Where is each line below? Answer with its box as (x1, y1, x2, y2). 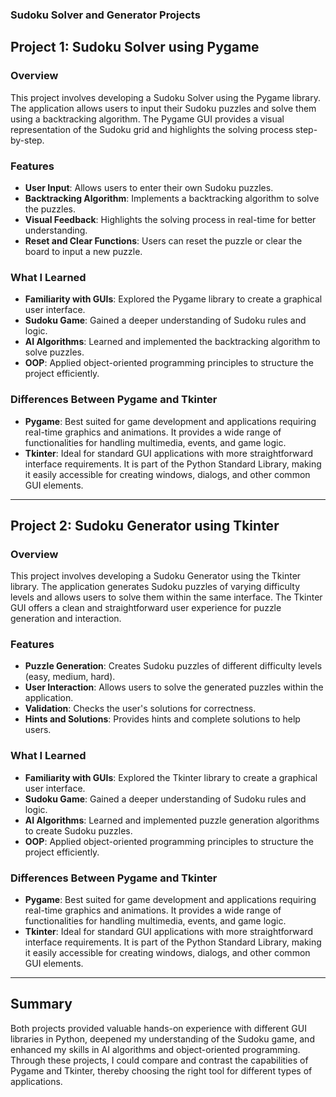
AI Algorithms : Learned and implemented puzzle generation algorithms (24, 814, 320, 826)
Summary (10, 996, 73, 1013)
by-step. (10, 134, 45, 146)
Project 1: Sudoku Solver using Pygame (10, 39, 260, 56)
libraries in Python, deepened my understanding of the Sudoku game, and (10, 1033, 315, 1045)
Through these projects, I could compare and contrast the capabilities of (10, 1054, 309, 1066)
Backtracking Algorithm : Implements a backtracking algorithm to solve (24, 192, 320, 204)
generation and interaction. (10, 613, 122, 625)
